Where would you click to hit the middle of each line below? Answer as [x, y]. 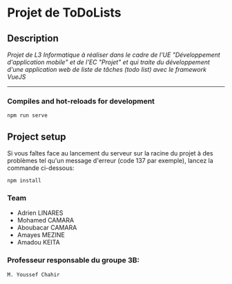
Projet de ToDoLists [65, 13]
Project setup [37, 136]
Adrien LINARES [40, 213]
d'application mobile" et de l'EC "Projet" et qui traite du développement [109, 62]
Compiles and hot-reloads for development [81, 101]
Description [33, 38]
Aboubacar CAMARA [47, 228]
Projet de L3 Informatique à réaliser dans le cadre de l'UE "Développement [114, 55]
